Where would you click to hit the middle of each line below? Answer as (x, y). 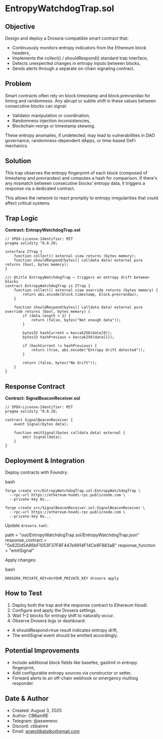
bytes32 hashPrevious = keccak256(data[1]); (69, 338)
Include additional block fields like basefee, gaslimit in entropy (75, 662)
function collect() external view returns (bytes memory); (75, 256)
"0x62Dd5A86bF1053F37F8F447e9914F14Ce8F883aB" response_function (80, 546)
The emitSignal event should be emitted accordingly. (65, 635)
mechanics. (17, 146)
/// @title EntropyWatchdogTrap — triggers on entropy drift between (77, 277)
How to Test (24, 593)
